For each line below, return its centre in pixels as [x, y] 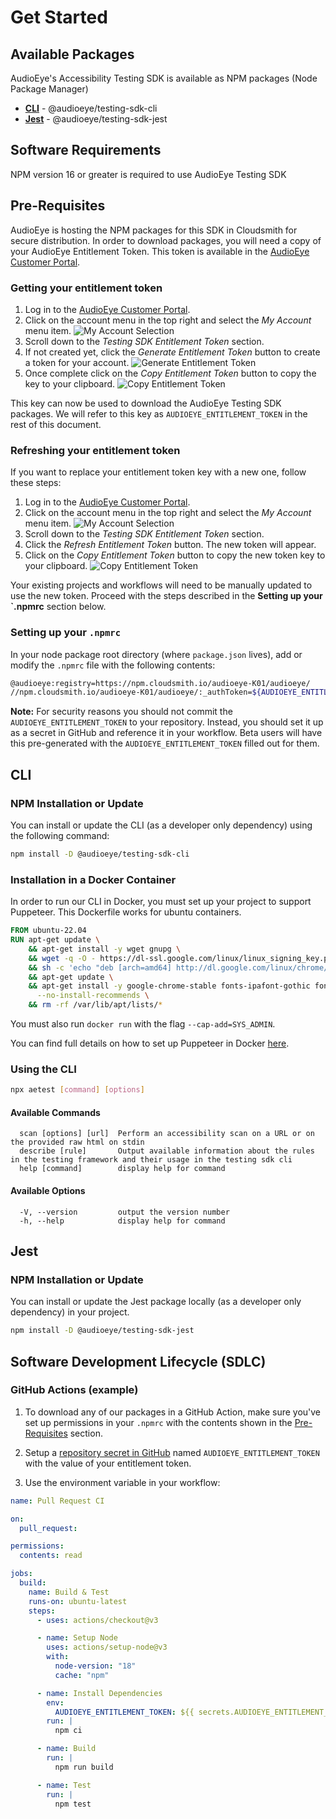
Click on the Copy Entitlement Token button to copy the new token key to [175, 555]
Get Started [59, 17]
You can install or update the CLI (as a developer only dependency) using [161, 825]
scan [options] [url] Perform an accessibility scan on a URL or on [167, 1134]
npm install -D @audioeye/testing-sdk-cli [100, 854]
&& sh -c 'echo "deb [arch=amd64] [100, 967]
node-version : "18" [95, 1666]
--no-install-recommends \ [93, 996]
